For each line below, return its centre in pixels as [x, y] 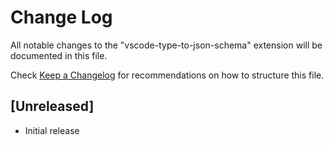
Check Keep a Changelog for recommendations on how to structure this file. [167, 75]
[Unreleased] [52, 106]
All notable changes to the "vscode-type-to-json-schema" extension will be [166, 45]
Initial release [52, 130]
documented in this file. [59, 55]
